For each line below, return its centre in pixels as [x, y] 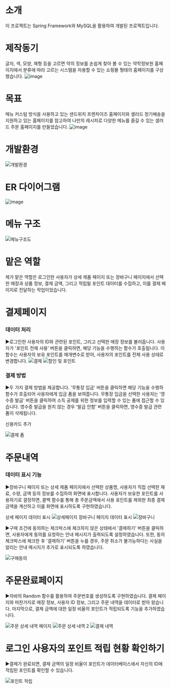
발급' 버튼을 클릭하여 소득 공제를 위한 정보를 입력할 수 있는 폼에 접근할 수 [87, 401]
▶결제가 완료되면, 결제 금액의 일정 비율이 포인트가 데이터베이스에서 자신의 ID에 [84, 663]
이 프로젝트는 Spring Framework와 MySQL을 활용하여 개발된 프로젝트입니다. [82, 26]
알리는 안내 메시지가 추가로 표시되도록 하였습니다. [55, 547]
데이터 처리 [18, 329]
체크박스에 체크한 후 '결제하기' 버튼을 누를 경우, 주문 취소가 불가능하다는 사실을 [84, 540]
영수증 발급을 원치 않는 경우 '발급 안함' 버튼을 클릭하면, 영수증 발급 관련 [91, 407]
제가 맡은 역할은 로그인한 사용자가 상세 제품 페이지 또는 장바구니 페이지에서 [80, 277]
